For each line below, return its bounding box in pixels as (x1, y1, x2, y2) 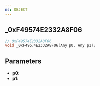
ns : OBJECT (5, 7, 28, 12)
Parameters (5, 57, 42, 65)
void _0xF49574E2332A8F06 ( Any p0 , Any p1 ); (5, 43, 96, 48)
